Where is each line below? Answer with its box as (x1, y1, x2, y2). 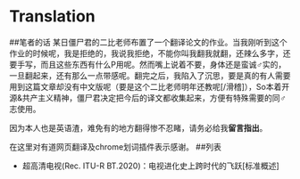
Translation (9, 6, 96, 27)
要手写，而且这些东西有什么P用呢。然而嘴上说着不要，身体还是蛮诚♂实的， (9, 59, 287, 69)
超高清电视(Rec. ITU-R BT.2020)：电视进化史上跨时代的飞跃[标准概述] (21, 160, 279, 171)
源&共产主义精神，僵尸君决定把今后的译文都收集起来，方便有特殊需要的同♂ (9, 92, 287, 103)
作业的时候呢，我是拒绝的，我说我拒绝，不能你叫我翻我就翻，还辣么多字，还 (9, 47, 291, 59)
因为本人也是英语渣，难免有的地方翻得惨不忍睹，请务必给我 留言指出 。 (9, 122, 268, 133)
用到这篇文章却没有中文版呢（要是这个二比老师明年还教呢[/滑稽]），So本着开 (9, 81, 290, 92)
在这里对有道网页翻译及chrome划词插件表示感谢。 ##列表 (9, 141, 221, 152)
